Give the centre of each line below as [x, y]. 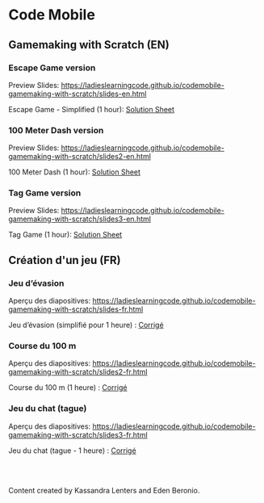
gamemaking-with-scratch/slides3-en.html [80, 219]
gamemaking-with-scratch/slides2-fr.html [78, 372]
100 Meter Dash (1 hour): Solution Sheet [75, 172]
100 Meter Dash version [56, 130]
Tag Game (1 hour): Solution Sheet [65, 235]
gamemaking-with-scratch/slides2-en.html [80, 157]
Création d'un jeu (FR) [65, 260]
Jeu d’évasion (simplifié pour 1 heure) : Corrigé [86, 325]
